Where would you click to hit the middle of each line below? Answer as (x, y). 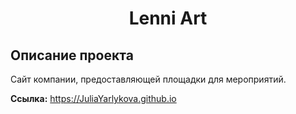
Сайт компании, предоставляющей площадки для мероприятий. (148, 79)
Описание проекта (72, 55)
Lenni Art (168, 18)
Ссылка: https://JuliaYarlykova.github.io (93, 98)
